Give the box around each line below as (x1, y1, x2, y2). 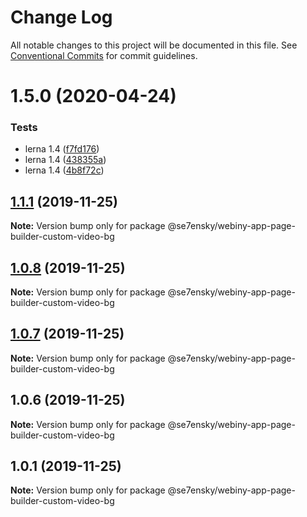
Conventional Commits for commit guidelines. (10, 49, 198, 61)
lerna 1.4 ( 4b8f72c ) (24, 164, 105, 176)
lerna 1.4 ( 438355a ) (24, 154, 107, 166)
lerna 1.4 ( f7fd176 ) (24, 143, 100, 155)
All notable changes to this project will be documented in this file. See (10, 39, 298, 51)
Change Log (10, 6, 113, 29)
